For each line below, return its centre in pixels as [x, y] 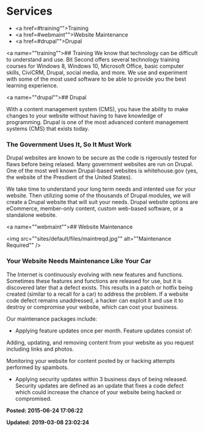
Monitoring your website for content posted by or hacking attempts [91, 361]
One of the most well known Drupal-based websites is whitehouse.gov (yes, [102, 171]
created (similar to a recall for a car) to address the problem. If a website [97, 294]
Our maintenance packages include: [52, 318]
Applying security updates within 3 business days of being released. [101, 379]
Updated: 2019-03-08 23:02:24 [48, 422]
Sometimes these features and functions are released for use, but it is [94, 281]
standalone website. [32, 215]
